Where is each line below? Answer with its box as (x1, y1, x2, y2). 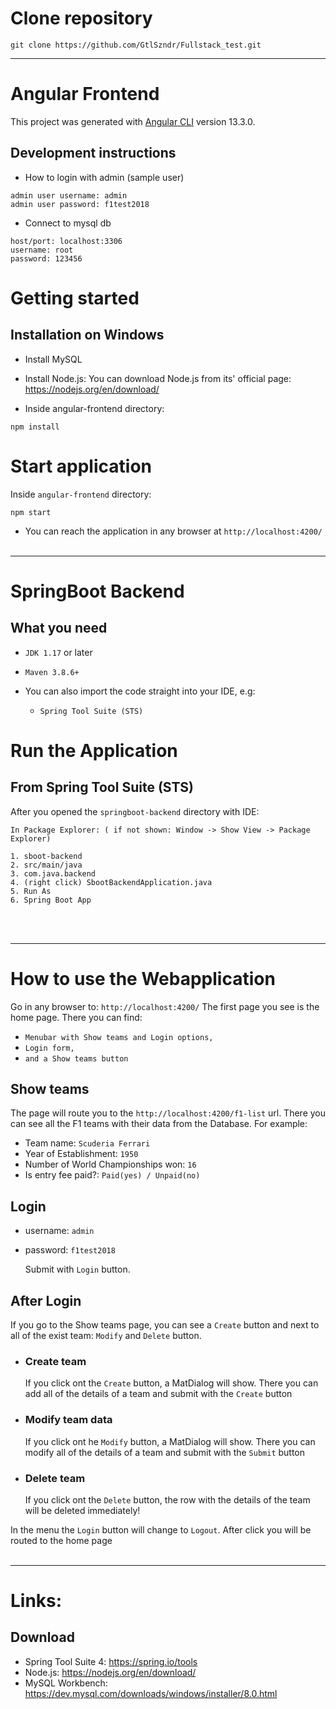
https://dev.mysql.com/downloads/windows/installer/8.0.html (24, 1687, 278, 1699)
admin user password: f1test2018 (10, 199, 150, 209)
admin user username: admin (10, 190, 128, 201)
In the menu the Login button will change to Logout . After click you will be (10, 1523, 312, 1536)
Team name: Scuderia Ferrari (24, 1137, 151, 1149)
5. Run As (10, 886, 52, 896)
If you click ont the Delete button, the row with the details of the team (24, 1493, 311, 1506)
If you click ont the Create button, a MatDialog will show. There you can (24, 1377, 319, 1389)
